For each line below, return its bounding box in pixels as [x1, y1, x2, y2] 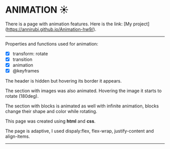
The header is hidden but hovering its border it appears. [5, 78, 122, 84]
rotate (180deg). [5, 93, 39, 99]
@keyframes [12, 68, 39, 74]
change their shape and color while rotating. [5, 108, 98, 115]
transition [12, 56, 33, 62]
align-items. [5, 133, 30, 139]
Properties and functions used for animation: [5, 41, 99, 47]
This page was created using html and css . [5, 118, 96, 124]
